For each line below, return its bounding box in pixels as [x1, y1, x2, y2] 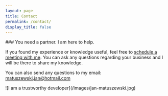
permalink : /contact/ [5, 19, 52, 24]
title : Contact [5, 13, 38, 19]
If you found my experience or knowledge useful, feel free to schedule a [5, 49, 157, 55]
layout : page [5, 8, 33, 13]
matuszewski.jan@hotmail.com [5, 75, 70, 81]
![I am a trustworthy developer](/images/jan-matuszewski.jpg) [5, 85, 136, 91]
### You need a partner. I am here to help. [5, 39, 94, 45]
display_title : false [5, 25, 52, 30]
